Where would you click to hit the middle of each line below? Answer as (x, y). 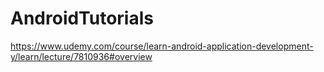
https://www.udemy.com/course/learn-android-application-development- (162, 46)
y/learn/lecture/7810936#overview (81, 56)
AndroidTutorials (82, 18)
